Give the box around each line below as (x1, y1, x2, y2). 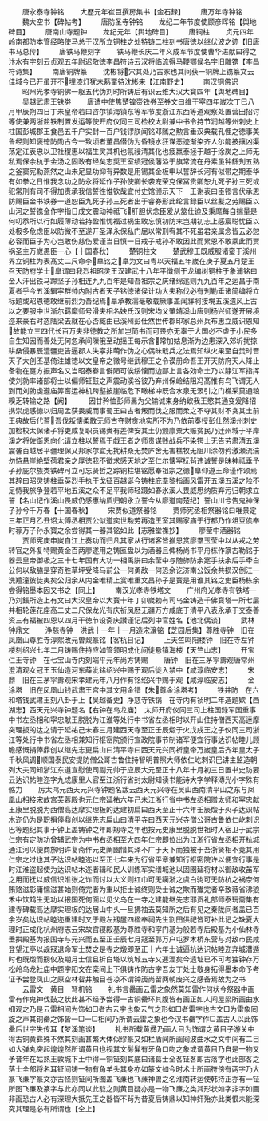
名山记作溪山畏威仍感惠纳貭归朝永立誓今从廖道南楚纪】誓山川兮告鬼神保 (22, 495, 260, 505)
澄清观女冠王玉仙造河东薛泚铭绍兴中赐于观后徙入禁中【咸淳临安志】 (8, 665, 232, 674)
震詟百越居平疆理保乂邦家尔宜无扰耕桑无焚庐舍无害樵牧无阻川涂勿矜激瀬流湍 (8, 446, 260, 455)
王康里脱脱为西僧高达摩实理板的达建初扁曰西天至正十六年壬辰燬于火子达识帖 (8, 805, 260, 814)
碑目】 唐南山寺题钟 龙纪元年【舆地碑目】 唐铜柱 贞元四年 (8, 27, 254, 36)
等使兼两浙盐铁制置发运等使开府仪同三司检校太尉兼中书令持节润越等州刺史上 (8, 116, 260, 126)
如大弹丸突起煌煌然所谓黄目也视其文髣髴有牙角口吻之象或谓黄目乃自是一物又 (8, 1044, 260, 1053)
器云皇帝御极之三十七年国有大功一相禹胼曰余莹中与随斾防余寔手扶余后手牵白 (8, 555, 260, 565)
